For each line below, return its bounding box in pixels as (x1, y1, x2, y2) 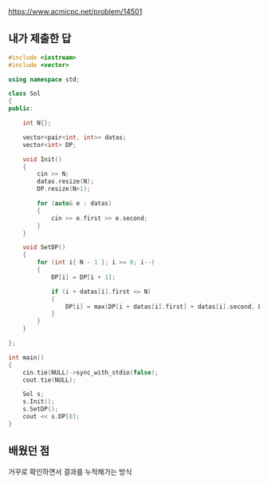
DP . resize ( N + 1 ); (37, 185, 91, 193)
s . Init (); (22, 398, 56, 406)
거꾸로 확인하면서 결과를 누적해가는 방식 (8, 466, 132, 476)
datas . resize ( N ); (37, 177, 94, 186)
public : (8, 105, 34, 113)
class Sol (8, 89, 41, 98)
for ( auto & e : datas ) (37, 200, 112, 208)
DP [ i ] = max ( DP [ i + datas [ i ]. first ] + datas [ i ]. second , (65, 303, 255, 311)
